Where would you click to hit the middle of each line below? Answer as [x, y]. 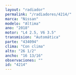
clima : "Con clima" [25, 46]
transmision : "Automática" [33, 37]
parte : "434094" [22, 42]
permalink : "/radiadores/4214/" [38, 14]
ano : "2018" [17, 28]
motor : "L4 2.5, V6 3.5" [31, 33]
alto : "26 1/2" [21, 51]
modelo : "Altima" [23, 23]
